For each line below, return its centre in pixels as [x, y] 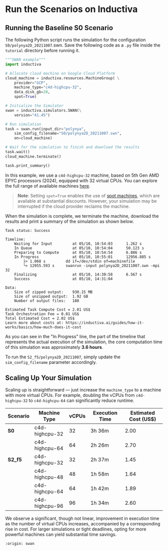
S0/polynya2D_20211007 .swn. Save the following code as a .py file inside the [83, 45]
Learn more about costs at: [34, 323]
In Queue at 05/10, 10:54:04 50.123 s [79, 248]
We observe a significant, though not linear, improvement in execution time [82, 518]
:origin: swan [20, 544]
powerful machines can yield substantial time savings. [61, 534]
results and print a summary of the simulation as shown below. [69, 221]
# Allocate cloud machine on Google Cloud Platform [60, 73]
